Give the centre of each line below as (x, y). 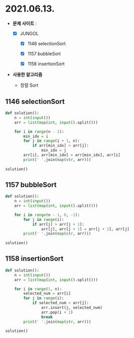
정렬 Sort (29, 85)
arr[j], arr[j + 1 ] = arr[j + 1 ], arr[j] (85, 229)
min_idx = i (36, 136)
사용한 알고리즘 (27, 75)
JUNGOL (29, 33)
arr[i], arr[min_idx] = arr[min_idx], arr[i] (72, 155)
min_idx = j (54, 150)
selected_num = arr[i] (47, 294)
